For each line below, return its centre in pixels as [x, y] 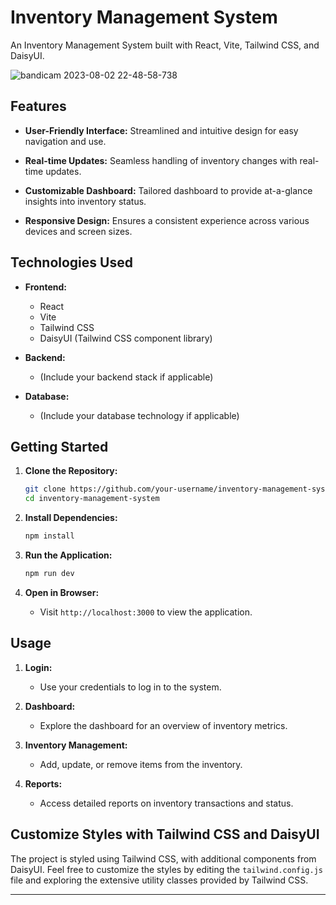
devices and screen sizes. [78, 231]
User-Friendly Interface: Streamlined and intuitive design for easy [161, 130]
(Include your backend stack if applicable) [126, 377]
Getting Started [59, 446]
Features [38, 106]
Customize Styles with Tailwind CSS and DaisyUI [165, 834]
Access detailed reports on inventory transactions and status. [166, 803]
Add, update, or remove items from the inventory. [141, 764]
